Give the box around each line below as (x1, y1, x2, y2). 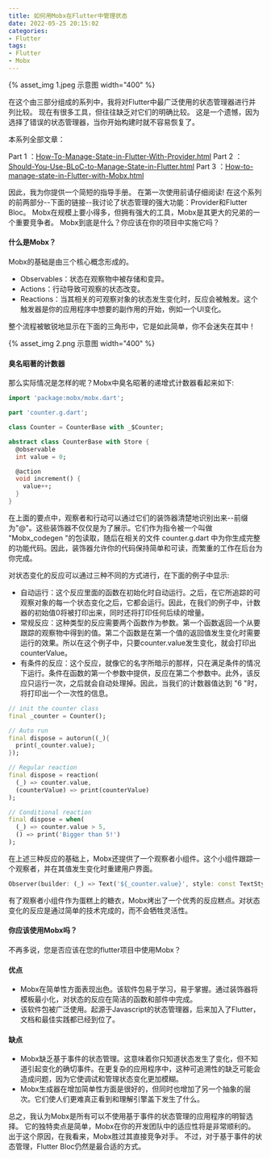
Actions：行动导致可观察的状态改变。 (19, 284, 145, 294)
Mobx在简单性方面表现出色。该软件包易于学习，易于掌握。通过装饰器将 (19, 985, 258, 994)
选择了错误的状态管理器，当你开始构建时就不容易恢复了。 (8, 117, 199, 127)
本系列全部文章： (8, 134, 65, 144)
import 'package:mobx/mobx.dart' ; (8, 394, 125, 402)
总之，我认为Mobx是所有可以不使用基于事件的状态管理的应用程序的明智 (8, 1111, 246, 1121)
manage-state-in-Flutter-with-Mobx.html (8, 170, 144, 180)
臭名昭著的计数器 (8, 358, 65, 368)
